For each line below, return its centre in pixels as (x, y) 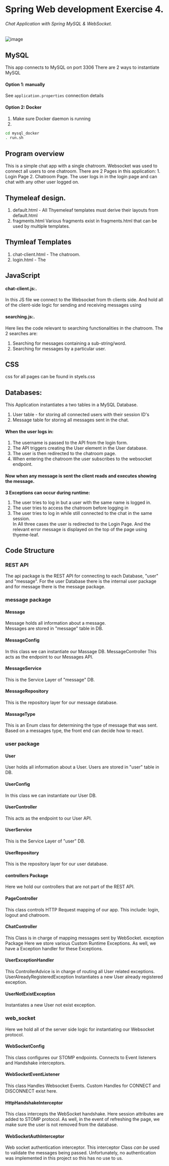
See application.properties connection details (54, 96)
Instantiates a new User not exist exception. (51, 1005)
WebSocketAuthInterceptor (35, 1136)
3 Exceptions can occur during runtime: (48, 493)
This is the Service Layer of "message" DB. (50, 679)
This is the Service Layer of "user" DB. (45, 841)
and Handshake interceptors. (35, 1063)
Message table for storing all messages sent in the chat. (71, 420)
